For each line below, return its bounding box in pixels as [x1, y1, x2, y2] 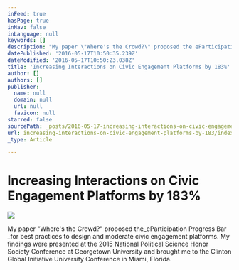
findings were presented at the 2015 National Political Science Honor [7, 239, 209, 249]
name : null [14, 90, 46, 97]
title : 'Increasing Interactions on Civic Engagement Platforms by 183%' [7, 63, 231, 70]
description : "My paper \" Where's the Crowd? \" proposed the [7, 43, 193, 50]
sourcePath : [7, 122, 43, 130]
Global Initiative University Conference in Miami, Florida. [7, 255, 172, 264]
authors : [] [7, 76, 43, 84]
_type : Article [7, 136, 53, 143]
